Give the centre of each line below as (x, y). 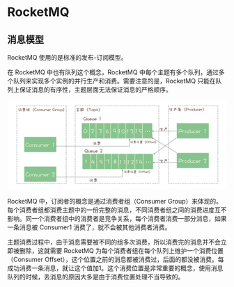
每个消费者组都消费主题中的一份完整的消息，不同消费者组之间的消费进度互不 (117, 210)
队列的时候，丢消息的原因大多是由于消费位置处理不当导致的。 (96, 277)
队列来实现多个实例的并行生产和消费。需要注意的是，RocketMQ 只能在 (114, 81)
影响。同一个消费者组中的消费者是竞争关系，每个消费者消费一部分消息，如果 (117, 218)
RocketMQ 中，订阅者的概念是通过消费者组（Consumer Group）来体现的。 (115, 201)
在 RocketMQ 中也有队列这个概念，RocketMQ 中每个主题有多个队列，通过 (113, 72)
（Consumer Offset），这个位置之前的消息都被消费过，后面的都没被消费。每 (116, 259)
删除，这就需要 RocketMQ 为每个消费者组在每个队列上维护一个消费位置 (122, 250)
